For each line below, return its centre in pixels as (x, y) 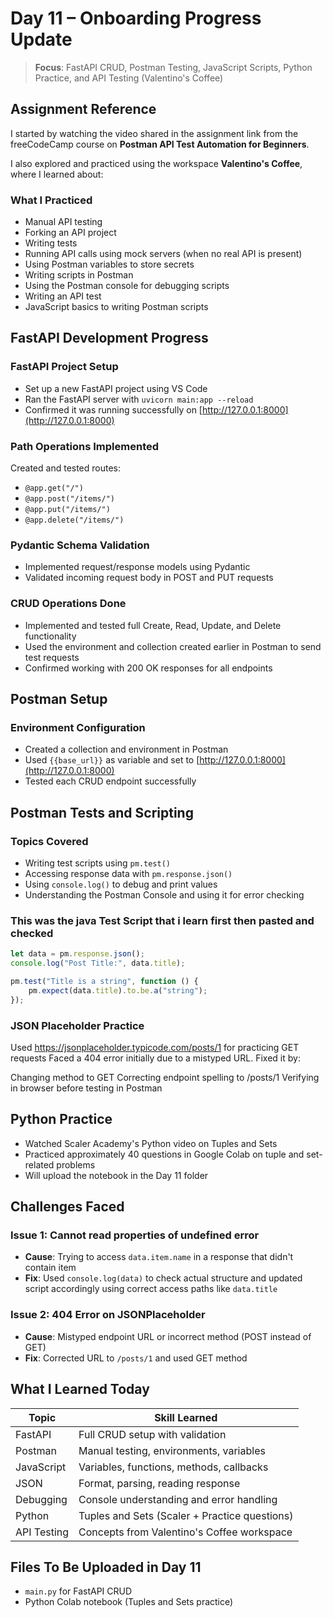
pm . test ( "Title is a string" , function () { (104, 982)
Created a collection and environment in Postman (126, 749)
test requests (52, 657)
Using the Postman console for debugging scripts (127, 286)
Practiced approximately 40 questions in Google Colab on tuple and (164, 1154)
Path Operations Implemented (85, 446)
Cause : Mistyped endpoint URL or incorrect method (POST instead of (168, 1336)
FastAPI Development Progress (109, 338)
